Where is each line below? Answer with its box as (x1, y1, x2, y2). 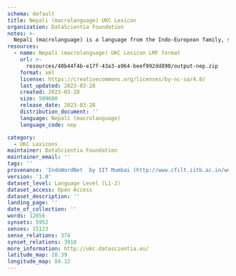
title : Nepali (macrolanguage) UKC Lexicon (7, 17, 137, 24)
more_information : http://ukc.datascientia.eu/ (7, 245, 150, 252)
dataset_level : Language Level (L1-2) (7, 180, 121, 187)
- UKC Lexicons (13, 140, 58, 147)
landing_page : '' (7, 199, 58, 206)
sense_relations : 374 (7, 232, 71, 239)
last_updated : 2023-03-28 (20, 82, 96, 89)
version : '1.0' (7, 173, 52, 180)
